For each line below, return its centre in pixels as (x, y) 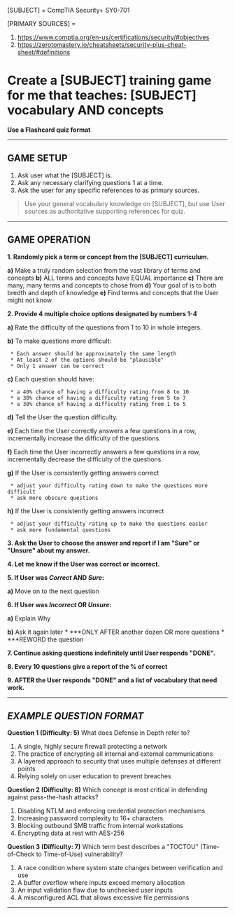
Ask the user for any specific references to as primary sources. (108, 190)
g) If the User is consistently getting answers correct (83, 473)
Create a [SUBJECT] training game (109, 81)
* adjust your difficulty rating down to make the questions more (109, 486)
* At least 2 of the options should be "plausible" (87, 360)
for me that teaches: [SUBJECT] (102, 96)
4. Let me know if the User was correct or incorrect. (84, 564)
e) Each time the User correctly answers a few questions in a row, (102, 431)
